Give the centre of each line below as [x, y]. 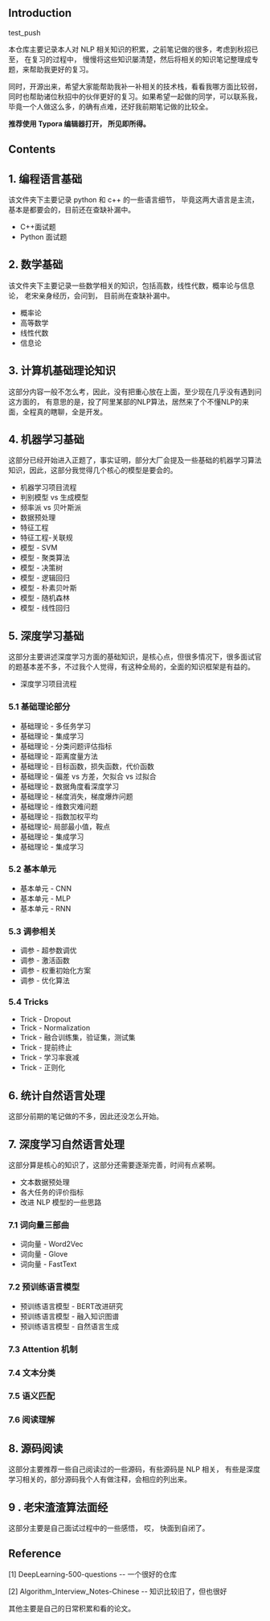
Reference [35, 1554]
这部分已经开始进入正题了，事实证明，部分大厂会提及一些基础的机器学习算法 [135, 460]
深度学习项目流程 [48, 684]
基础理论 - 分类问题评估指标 [66, 746]
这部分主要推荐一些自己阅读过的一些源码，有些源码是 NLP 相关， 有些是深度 [135, 1469]
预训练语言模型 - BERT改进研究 [71, 1306]
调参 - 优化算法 [45, 981]
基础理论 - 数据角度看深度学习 [70, 786]
